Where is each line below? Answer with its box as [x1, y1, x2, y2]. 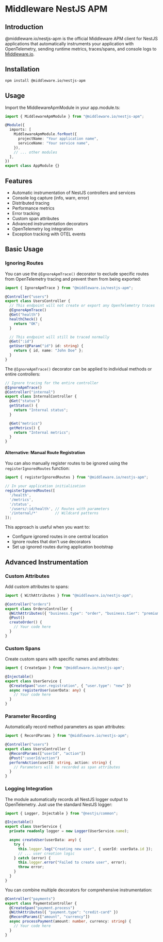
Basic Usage [5, 245, 44, 253]
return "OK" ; [14, 321, 40, 326]
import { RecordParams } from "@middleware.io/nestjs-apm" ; [5, 733, 130, 738]
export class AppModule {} [5, 163, 60, 168]
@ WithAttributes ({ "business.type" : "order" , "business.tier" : [9, 611, 140, 616]
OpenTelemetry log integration [12, 226, 73, 231]
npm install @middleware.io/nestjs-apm [5, 78, 86, 83]
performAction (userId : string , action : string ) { [9, 760, 112, 765]
